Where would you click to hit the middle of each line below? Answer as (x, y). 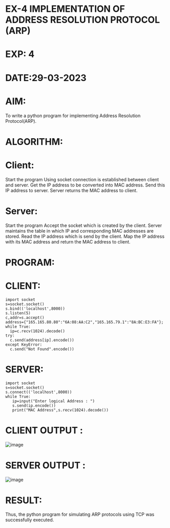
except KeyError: (24, 345)
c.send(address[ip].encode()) (42, 340)
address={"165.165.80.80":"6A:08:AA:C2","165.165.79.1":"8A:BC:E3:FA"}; (84, 322)
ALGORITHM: (34, 142)
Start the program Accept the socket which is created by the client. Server (84, 225)
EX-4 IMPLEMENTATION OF (65, 9)
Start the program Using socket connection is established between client (82, 179)
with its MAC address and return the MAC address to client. (68, 241)
